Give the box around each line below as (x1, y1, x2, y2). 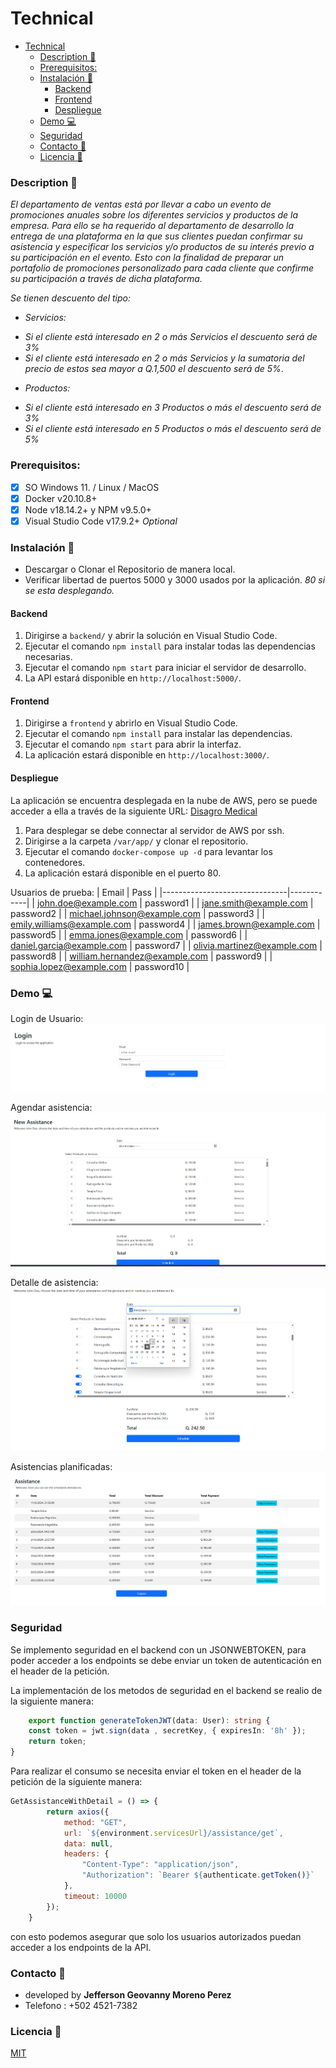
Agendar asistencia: (10, 1101, 93, 1113)
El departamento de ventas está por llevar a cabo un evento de (10, 198, 272, 211)
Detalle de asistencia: (10, 1277, 99, 1289)
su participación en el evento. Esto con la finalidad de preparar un (10, 252, 285, 264)
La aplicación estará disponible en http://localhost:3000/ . (24, 749, 270, 761)
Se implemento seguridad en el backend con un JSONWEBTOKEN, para (10, 1643, 307, 1656)
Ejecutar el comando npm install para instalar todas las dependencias (24, 640, 316, 652)
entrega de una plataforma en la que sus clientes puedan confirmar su (10, 230, 303, 242)
